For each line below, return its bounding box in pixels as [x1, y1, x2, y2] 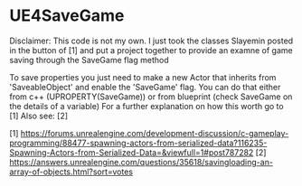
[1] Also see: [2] [9, 110, 69, 121]
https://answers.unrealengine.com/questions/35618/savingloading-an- [9, 156, 274, 167]
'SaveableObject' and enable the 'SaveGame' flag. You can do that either [9, 81, 281, 92]
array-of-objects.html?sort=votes [9, 166, 134, 177]
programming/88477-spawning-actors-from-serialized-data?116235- [9, 137, 268, 148]
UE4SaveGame [9, 5, 125, 26]
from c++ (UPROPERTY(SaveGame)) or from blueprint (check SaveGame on [9, 91, 293, 102]
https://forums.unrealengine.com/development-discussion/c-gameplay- [20, 127, 289, 138]
